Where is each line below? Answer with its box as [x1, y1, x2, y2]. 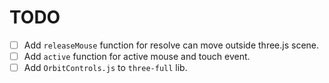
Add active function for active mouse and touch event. [23, 51, 251, 62]
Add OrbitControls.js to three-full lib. [23, 62, 188, 74]
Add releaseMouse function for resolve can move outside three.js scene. [23, 39, 320, 51]
